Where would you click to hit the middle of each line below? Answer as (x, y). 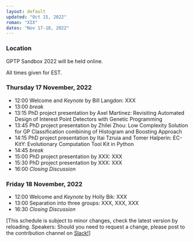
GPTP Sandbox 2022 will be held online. (55, 61)
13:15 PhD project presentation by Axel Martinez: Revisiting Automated (99, 113)
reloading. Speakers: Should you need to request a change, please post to (96, 227)
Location (19, 49)
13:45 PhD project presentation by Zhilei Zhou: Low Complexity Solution (101, 125)
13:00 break (29, 107)
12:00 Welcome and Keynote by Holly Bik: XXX (71, 197)
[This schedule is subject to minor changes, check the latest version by (92, 221)
